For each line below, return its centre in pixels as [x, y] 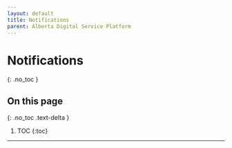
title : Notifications [38, 20]
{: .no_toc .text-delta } [38, 118]
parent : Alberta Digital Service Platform [69, 26]
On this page [35, 101]
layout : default [30, 13]
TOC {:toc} [32, 131]
